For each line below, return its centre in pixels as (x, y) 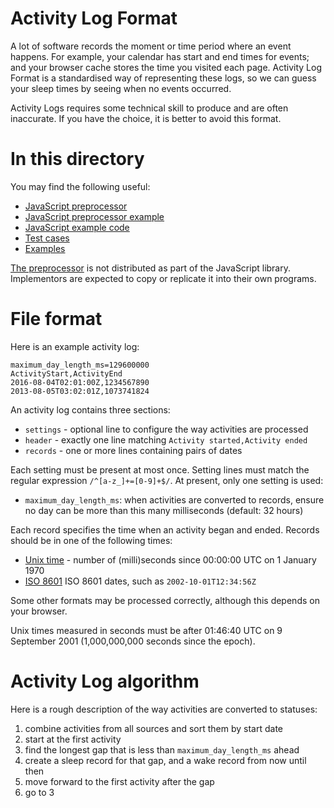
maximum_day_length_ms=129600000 (80, 365)
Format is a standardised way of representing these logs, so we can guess (163, 78)
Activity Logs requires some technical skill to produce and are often (149, 108)
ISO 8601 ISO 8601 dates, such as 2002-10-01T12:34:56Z (140, 581)
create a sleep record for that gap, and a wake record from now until (165, 760)
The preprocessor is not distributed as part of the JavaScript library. (151, 268)
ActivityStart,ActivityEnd (66, 373)
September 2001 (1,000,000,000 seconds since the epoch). (133, 641)
